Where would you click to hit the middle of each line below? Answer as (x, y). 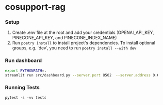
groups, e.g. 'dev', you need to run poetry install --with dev (74, 48)
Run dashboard (24, 60)
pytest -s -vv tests (26, 97)
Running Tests (22, 88)
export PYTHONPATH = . (26, 71)
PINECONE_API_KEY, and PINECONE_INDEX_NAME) (65, 38)
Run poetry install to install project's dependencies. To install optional (84, 43)
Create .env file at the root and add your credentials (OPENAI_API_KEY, (83, 32)
